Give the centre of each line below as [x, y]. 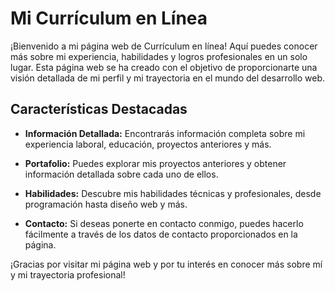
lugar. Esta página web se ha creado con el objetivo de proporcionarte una [164, 67]
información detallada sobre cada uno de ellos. [121, 174]
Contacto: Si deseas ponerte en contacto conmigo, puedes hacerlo [164, 223]
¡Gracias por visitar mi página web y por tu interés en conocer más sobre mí [166, 264]
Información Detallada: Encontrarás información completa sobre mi [165, 133]
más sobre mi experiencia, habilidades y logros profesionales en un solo [159, 56]
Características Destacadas [99, 109]
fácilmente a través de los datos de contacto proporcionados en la [161, 234]
